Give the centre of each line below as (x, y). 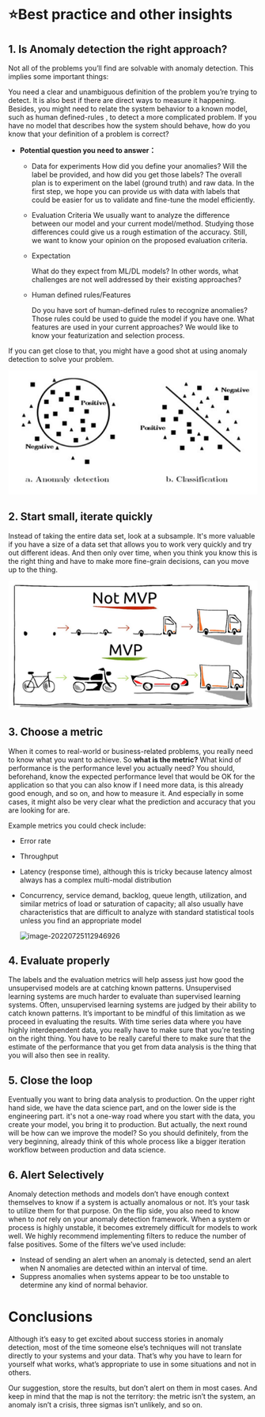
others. (20, 1372)
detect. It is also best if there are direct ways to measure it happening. (122, 100)
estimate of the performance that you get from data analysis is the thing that (132, 1047)
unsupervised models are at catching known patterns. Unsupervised (120, 988)
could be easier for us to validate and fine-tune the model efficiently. (143, 200)
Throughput (39, 856)
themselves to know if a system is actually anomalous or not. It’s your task (129, 1202)
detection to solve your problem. (61, 359)
